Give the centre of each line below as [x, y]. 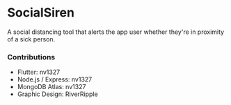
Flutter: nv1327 [39, 72]
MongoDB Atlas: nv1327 [51, 87]
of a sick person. [31, 39]
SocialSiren [41, 13]
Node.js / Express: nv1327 [55, 79]
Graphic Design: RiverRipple [58, 94]
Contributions [31, 57]
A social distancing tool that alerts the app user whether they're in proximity [116, 32]
